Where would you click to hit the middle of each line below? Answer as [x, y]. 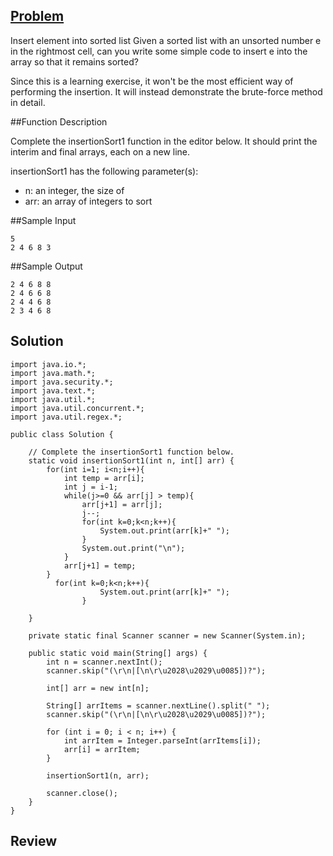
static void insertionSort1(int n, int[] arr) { [131, 460]
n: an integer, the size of [74, 190]
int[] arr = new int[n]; [98, 688]
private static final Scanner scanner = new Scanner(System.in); [167, 635]
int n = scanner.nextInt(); [104, 662]
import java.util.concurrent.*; [77, 408]
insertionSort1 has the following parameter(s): [104, 171]
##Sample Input [43, 220]
